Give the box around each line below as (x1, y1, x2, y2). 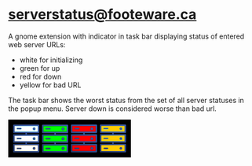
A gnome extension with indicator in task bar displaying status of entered (8, 31, 245, 41)
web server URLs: (8, 39, 66, 49)
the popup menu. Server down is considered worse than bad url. (8, 104, 217, 113)
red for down (19, 72, 62, 81)
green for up (19, 63, 60, 72)
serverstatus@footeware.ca (8, 6, 197, 24)
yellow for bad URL (19, 80, 82, 90)
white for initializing (19, 55, 83, 65)
